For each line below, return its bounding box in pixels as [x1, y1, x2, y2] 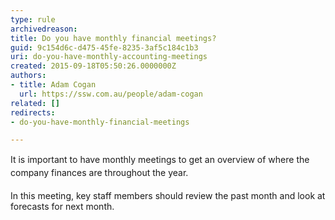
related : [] [10, 98, 60, 108]
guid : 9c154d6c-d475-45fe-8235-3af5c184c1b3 [10, 42, 199, 53]
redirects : [10, 107, 56, 118]
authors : [10, 71, 47, 81]
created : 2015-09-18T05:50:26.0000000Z [10, 61, 177, 71]
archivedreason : [10, 24, 78, 34]
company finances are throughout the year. [10, 167, 189, 179]
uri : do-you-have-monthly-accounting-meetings [10, 52, 208, 62]
